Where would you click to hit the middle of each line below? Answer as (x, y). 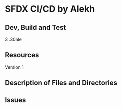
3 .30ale (14, 39)
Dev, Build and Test (36, 28)
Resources (22, 55)
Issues (16, 100)
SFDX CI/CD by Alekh (50, 9)
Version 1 (14, 67)
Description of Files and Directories (61, 83)
